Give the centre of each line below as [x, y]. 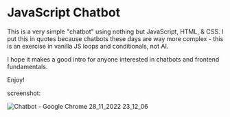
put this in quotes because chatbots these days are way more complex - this [115, 38]
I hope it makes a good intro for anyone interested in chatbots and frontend [113, 59]
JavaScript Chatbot [64, 13]
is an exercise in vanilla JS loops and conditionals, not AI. [88, 46]
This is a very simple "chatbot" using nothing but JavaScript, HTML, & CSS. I [115, 31]
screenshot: [24, 93]
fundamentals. [27, 66]
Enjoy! [16, 79]
